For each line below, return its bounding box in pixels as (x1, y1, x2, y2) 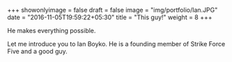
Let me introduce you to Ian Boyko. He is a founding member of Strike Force (7, 40, 226, 48)
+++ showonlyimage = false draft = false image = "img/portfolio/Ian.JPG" (7, 6, 218, 14)
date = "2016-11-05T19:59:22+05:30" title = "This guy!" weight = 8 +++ (7, 13, 212, 21)
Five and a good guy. (7, 48, 68, 55)
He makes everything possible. (7, 27, 96, 34)
